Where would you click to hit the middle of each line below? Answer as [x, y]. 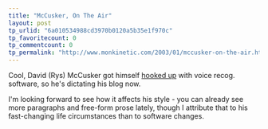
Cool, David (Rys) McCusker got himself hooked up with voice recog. [122, 75]
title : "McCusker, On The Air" [60, 16]
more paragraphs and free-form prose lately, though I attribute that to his [128, 107]
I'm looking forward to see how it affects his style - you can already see [126, 99]
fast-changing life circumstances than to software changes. [106, 116]
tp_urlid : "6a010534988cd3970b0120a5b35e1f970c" [91, 30]
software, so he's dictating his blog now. [75, 84]
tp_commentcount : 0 [41, 45]
